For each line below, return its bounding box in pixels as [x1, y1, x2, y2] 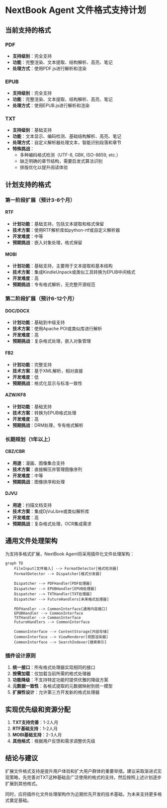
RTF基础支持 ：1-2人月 [12, 725, 58, 731]
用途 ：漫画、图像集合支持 [12, 460, 65, 466]
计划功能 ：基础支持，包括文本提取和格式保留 [12, 221, 104, 227]
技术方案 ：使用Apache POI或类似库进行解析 [12, 326, 102, 332]
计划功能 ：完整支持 [12, 361, 52, 367]
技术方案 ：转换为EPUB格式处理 [12, 410, 77, 416]
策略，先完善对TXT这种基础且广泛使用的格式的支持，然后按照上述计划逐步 [9, 774, 162, 780]
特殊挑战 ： [12, 146, 35, 152]
